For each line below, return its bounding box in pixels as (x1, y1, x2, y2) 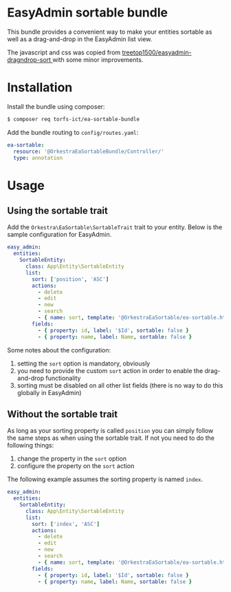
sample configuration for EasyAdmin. (7, 231, 112, 239)
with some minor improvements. (52, 55, 144, 63)
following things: (7, 441, 54, 450)
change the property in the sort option (16, 454, 127, 463)
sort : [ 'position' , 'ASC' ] (32, 275, 109, 283)
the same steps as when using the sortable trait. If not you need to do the (7, 434, 215, 442)
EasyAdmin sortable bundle (7, 5, 168, 21)
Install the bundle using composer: (7, 102, 105, 111)
